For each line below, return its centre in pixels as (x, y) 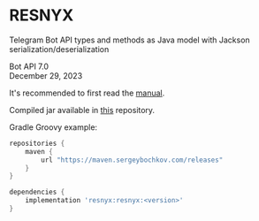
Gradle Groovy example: (53, 127)
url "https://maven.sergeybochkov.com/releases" (132, 160)
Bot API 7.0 (29, 66)
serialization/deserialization (59, 49)
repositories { (37, 143)
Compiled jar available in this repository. (82, 110)
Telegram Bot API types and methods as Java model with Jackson (129, 40)
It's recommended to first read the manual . (87, 93)
